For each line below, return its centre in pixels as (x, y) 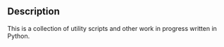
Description (33, 12)
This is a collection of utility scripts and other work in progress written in (112, 28)
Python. (19, 36)
